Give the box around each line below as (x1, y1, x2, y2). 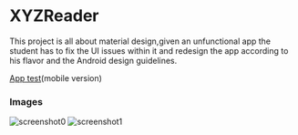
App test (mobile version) (9, 72, 103, 83)
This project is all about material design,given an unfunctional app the (9, 36, 272, 47)
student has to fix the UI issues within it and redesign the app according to (9, 45, 289, 56)
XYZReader (9, 5, 99, 26)
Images (9, 95, 44, 108)
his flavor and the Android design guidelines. (9, 55, 178, 66)
